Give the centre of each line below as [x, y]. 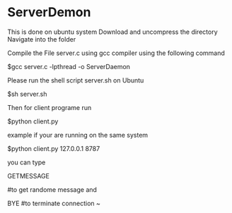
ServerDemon [49, 12]
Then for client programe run [50, 107]
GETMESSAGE [28, 176]
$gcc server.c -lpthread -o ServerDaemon [69, 66]
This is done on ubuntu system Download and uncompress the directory [112, 32]
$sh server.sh [27, 94]
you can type [27, 162]
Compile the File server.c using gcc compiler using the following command [116, 53]
